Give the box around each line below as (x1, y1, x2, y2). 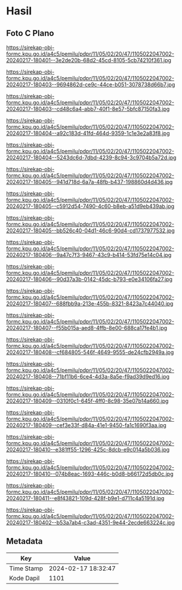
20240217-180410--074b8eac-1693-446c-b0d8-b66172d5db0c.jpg (6, 470, 174, 477)
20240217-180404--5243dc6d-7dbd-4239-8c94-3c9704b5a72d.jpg (6, 154, 177, 161)
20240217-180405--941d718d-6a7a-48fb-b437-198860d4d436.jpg (6, 178, 173, 185)
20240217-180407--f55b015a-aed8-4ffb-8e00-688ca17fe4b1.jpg (6, 325, 168, 331)
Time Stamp (9, 564, 44, 573)
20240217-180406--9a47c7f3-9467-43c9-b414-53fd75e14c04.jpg (6, 252, 172, 258)
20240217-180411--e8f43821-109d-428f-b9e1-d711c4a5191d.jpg (6, 495, 165, 501)
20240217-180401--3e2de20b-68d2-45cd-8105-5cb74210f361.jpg (6, 57, 172, 63)
